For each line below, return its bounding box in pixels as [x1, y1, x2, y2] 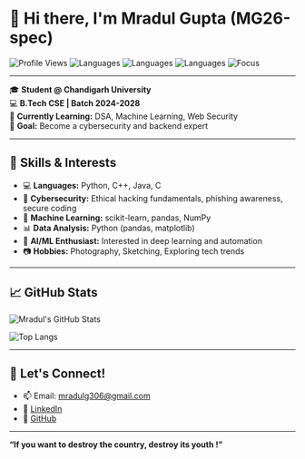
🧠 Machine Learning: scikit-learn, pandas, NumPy [22, 212, 212, 223]
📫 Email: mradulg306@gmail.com [22, 390, 152, 402]
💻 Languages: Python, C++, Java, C [22, 180, 162, 190]
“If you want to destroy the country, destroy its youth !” [9, 439, 223, 450]
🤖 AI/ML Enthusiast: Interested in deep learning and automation [22, 235, 263, 246]
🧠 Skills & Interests [9, 155, 117, 171]
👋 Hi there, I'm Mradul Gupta [9, 8, 227, 29]
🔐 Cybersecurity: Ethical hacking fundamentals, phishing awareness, [22, 192, 283, 203]
